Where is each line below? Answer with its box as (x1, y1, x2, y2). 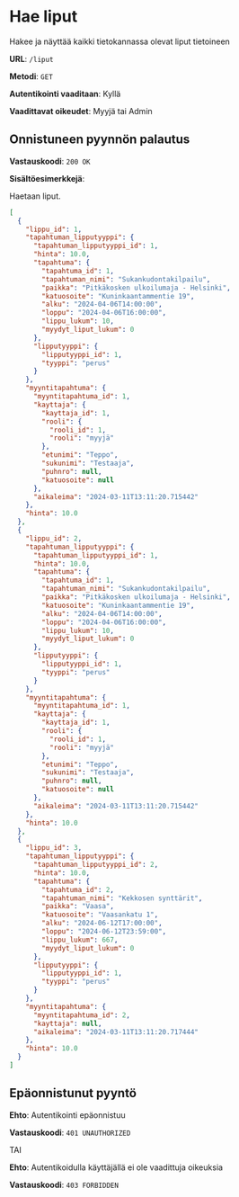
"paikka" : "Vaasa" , (41, 902, 115, 911)
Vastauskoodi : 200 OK (9, 156, 92, 166)
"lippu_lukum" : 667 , (41, 935, 119, 944)
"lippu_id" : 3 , (25, 844, 83, 853)
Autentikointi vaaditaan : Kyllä (9, 88, 121, 99)
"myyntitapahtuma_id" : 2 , (32, 1010, 130, 1020)
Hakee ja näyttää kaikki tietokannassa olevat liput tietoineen (9, 36, 231, 47)
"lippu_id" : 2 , (25, 533, 83, 543)
